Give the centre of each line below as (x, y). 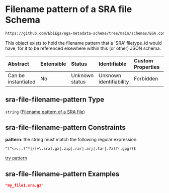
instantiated (22, 81)
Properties (147, 67)
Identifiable (112, 64)
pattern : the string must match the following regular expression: (71, 140)
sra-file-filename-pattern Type (55, 100)
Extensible (53, 64)
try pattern (16, 158)
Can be (16, 75)
